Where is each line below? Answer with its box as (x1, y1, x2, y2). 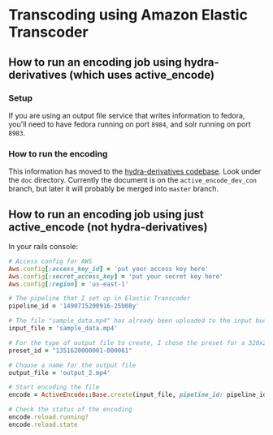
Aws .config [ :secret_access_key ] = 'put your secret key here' (8, 272, 223, 281)
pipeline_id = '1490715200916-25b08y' (8, 302, 140, 310)
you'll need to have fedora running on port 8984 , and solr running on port (8, 119, 252, 129)
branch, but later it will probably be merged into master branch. (8, 184, 219, 194)
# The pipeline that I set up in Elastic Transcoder (8, 295, 191, 303)
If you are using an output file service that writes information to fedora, (8, 110, 245, 120)
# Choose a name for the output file (8, 361, 136, 369)
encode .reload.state (8, 420, 79, 429)
